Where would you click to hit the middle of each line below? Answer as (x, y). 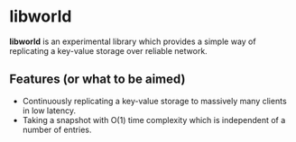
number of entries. (57, 129)
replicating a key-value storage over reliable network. (108, 50)
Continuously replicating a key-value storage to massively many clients (154, 101)
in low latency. (49, 111)
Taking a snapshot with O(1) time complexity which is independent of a (154, 120)
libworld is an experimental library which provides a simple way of (133, 41)
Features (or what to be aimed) (97, 80)
